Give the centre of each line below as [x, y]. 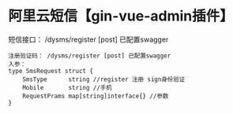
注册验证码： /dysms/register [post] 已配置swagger [90, 56]
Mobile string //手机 [67, 87]
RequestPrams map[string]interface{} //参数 [96, 96]
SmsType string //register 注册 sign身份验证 [104, 79]
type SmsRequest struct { [51, 71]
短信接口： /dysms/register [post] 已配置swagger [88, 39]
